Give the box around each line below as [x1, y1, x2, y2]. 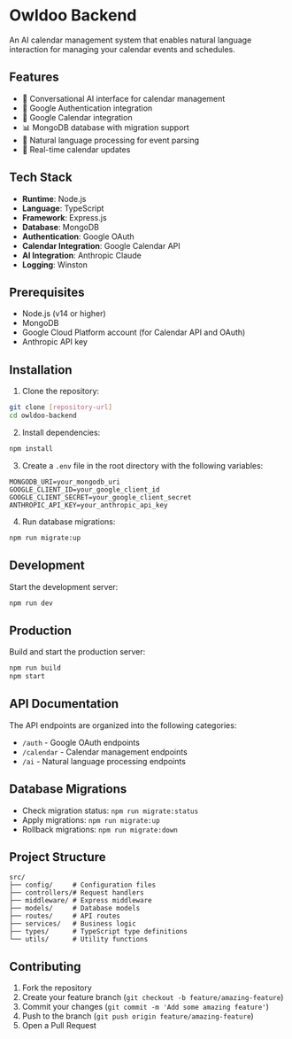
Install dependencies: [21, 427, 101, 438]
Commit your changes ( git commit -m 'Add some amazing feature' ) [21, 1002, 270, 1012]
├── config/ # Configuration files [9, 880, 157, 890]
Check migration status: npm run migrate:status [21, 805, 199, 816]
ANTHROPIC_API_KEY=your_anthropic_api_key [9, 500, 168, 509]
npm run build [9, 663, 62, 673]
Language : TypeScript [21, 203, 104, 213]
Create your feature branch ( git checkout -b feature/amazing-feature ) [21, 992, 284, 1003]
